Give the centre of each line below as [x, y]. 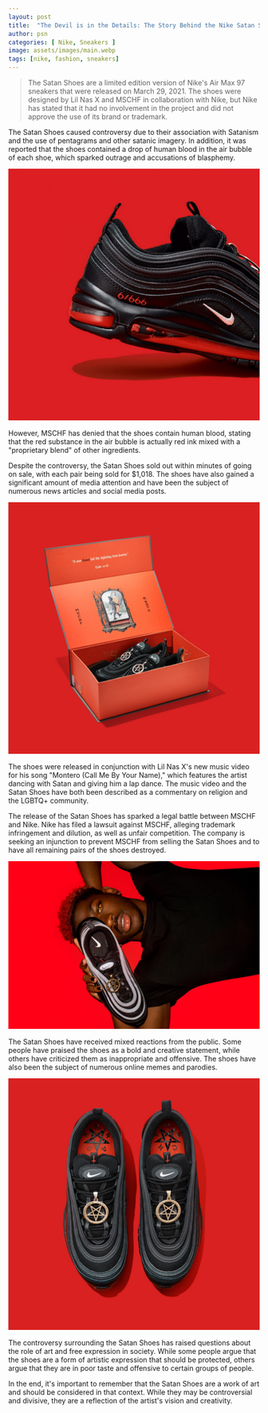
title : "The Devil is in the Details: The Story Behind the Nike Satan [132, 25]
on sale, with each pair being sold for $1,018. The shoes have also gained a [131, 474]
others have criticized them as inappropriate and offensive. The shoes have [132, 1058]
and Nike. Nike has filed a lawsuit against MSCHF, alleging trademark [122, 824]
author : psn [28, 34]
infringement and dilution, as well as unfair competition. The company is [127, 833]
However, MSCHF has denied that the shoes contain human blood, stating [130, 433]
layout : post [30, 17]
